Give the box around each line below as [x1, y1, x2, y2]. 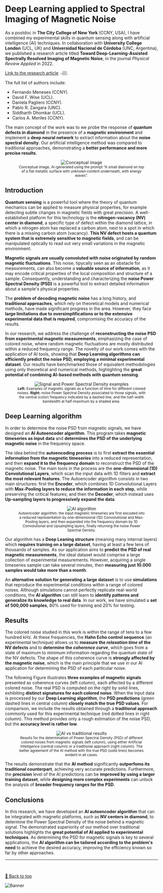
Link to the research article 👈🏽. [5, 70, 69, 76]
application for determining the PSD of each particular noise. [5, 666, 126, 671]
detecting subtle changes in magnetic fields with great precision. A [5, 210, 139, 215]
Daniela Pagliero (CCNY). [12, 99, 63, 105]
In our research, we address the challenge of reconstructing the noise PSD [5, 330, 156, 336]
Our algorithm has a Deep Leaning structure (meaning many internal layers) [5, 536, 158, 542]
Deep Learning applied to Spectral [5, 3, 146, 15]
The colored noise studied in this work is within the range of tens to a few [5, 629, 152, 635]
